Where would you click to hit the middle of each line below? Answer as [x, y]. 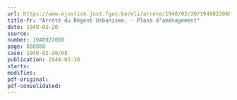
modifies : [22, 73]
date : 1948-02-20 [33, 27]
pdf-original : [28, 79]
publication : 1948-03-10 [44, 60]
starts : [19, 66]
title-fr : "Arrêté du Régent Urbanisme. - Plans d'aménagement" [104, 20]
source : [19, 33]
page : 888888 [26, 46]
